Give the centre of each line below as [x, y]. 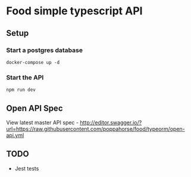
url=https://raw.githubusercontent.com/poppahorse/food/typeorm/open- [96, 129]
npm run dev [21, 90]
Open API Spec [35, 108]
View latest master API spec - [43, 122]
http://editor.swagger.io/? [111, 122]
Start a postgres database [45, 50]
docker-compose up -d [33, 62]
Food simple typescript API [74, 11]
